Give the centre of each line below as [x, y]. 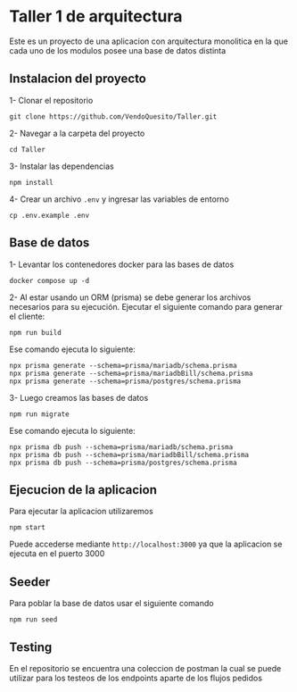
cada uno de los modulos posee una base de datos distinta [118, 50]
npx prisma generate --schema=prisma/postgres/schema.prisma [125, 381]
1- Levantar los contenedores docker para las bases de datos [122, 264]
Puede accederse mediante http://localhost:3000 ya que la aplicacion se [146, 544]
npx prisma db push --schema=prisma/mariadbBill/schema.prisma [129, 454]
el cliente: [27, 316]
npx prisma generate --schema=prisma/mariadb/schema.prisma [124, 365]
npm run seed [33, 620]
